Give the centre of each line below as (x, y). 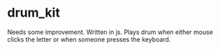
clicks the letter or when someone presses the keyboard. (89, 39)
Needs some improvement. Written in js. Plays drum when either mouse (110, 32)
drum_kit (34, 13)
